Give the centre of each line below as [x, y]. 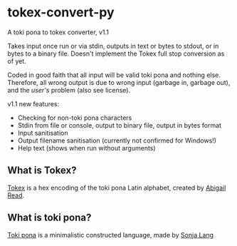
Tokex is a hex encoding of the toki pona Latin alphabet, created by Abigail [117, 188]
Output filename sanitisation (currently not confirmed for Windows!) [117, 140]
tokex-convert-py [61, 12]
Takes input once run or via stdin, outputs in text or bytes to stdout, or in [113, 46]
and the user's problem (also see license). [69, 90]
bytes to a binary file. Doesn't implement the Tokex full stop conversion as [116, 53]
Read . [16, 195]
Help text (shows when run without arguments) [86, 148]
